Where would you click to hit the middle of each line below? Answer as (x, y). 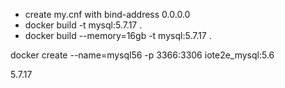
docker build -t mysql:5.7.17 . (83, 25)
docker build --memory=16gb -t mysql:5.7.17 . (118, 35)
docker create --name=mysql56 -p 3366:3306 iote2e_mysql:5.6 (142, 55)
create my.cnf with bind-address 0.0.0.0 (107, 14)
